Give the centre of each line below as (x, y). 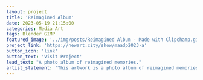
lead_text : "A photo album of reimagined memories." (74, 62)
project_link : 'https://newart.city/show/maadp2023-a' (77, 46)
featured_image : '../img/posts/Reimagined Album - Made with (85, 40)
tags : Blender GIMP (31, 34)
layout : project (27, 12)
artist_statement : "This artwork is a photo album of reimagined (90, 68)
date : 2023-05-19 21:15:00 (40, 23)
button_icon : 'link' (32, 51)
